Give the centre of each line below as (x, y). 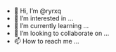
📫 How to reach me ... (46, 41)
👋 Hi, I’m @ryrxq (38, 11)
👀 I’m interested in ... (44, 18)
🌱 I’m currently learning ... (51, 26)
